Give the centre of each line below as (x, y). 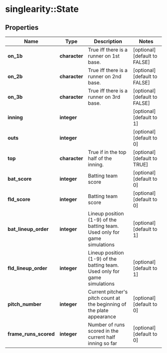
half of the (100, 158)
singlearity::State (42, 9)
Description (108, 41)
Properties (22, 28)
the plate (98, 310)
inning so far (102, 343)
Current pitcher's (108, 292)
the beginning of (107, 304)
